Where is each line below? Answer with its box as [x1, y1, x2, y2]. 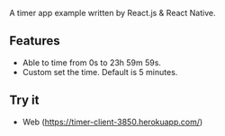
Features [9, 33, 60, 48]
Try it [9, 93, 40, 108]
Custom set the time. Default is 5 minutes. [22, 66, 178, 77]
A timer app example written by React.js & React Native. [9, 8, 216, 18]
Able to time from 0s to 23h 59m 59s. [22, 57, 162, 68]
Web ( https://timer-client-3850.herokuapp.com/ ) [22, 116, 203, 127]
